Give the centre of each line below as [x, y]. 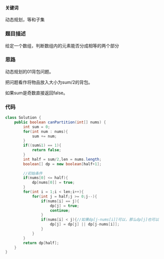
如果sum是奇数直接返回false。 [36, 93]
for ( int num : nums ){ [46, 131]
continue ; [60, 210]
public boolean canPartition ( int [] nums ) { [60, 122]
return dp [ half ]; [41, 243]
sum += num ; [44, 136]
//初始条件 [33, 173]
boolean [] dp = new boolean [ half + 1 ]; [62, 164]
